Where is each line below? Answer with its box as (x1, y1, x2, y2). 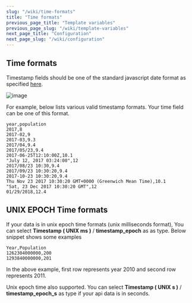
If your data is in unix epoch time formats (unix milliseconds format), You (6, 220, 184, 228)
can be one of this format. (6, 109, 70, 116)
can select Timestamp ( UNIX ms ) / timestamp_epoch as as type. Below (6, 227, 186, 234)
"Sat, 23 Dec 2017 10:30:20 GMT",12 (6, 184, 97, 190)
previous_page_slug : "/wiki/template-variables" (6, 25, 129, 31)
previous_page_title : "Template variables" (6, 20, 116, 26)
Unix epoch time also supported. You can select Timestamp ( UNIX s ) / (6, 283, 182, 291)
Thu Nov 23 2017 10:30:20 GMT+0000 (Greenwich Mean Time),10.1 (6, 178, 166, 184)
